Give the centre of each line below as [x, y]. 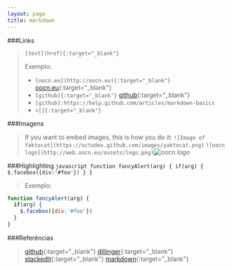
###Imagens [26, 123]
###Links [21, 40]
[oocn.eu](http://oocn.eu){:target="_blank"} [103, 81]
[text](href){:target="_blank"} [72, 53]
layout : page [26, 14]
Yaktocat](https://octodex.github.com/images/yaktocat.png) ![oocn [124, 145]
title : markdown [31, 20]
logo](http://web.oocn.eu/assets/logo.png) [89, 153]
